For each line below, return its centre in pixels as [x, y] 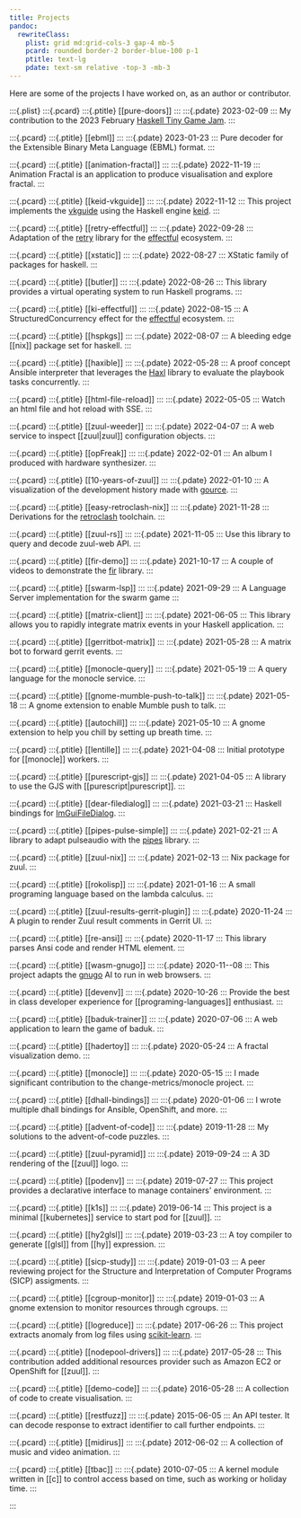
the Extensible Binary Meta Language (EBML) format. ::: [112, 147]
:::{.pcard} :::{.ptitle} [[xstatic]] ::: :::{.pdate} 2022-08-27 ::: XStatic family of [149, 255]
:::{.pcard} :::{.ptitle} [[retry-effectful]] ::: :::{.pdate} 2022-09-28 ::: [132, 228]
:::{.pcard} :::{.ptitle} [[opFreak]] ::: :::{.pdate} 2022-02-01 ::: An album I [141, 453]
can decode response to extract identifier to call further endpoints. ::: [137, 1425]
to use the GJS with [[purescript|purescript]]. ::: [97, 786]
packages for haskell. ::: [53, 264]
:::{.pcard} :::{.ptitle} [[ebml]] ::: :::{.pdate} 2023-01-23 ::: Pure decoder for [146, 137]
